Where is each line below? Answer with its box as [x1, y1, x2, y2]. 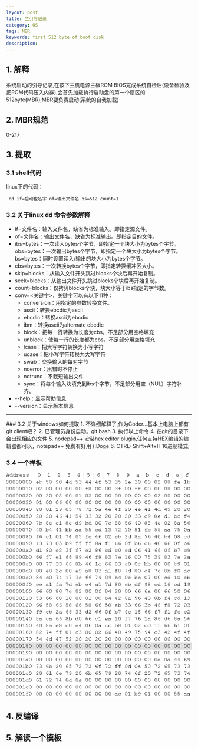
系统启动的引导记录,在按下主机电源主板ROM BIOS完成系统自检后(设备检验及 [6, 81, 190, 88]
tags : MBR [6, 28, 31, 34]
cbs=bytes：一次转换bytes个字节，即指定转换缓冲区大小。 [14, 262, 157, 269]
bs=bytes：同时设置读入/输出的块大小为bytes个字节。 [14, 255, 146, 262]
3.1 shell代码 [6, 169, 42, 177]
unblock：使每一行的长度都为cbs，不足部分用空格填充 [23, 336, 156, 343]
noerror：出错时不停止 [23, 365, 78, 373]
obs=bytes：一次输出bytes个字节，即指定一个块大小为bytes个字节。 [14, 248, 181, 255]
